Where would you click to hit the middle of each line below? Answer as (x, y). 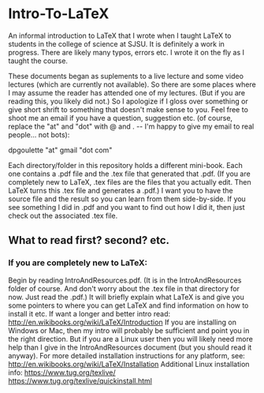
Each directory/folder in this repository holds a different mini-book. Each (125, 165)
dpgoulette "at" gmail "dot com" (60, 150)
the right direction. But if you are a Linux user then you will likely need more (131, 339)
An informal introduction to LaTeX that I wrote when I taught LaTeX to (120, 36)
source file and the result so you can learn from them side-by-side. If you (127, 199)
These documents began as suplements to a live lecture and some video (126, 76)
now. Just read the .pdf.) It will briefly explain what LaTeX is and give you (126, 297)
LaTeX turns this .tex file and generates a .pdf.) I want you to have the (121, 190)
